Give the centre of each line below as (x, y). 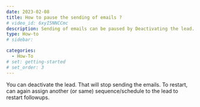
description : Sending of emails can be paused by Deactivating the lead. (101, 29)
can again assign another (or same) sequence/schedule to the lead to (92, 91)
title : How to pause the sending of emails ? (64, 17)
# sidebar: (20, 40)
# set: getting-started (36, 62)
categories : (21, 51)
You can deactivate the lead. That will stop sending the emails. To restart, (97, 84)
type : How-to (23, 34)
